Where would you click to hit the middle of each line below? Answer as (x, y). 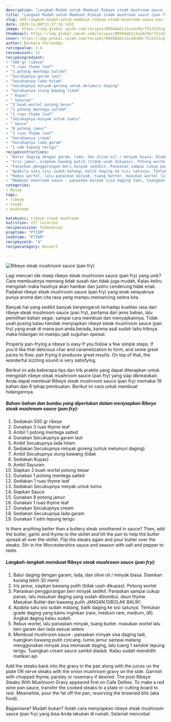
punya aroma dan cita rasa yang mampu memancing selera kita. (73, 297)
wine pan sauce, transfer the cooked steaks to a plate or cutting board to (82, 688)
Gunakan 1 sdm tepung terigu (44, 519)
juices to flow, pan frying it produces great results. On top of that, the (78, 355)
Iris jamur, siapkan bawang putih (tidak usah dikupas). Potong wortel (85, 586)
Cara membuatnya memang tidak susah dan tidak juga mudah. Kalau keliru (84, 281)
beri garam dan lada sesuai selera (48, 629)
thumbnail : (17, 34)
